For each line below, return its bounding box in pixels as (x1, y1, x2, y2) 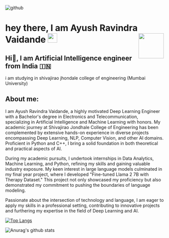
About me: (5, 95, 39, 103)
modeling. (5, 187, 26, 193)
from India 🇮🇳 (5, 62, 51, 70)
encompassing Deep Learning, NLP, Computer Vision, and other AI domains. (5, 135, 164, 141)
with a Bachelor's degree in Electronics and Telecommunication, (5, 113, 138, 120)
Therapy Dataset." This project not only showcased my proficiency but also (5, 176, 161, 183)
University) (5, 80, 28, 86)
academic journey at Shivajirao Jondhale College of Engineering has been (5, 124, 158, 130)
